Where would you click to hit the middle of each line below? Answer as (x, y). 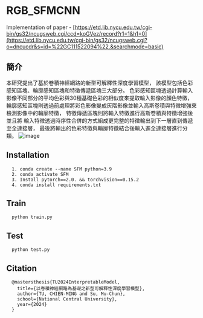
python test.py (31, 250)
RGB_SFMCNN (43, 11)
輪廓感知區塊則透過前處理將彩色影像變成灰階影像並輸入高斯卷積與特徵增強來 (101, 105)
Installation (28, 155)
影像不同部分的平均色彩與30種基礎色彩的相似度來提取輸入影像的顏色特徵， (100, 98)
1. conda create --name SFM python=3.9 (62, 169)
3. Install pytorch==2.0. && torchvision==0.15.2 (75, 180)
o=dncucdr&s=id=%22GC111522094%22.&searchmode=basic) (85, 47)
